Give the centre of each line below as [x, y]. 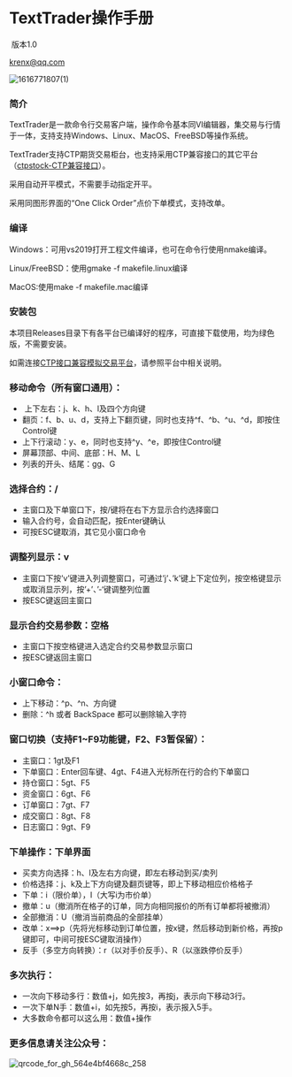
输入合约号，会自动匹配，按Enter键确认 [94, 521]
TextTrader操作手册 [81, 18]
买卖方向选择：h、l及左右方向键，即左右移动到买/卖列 [120, 873]
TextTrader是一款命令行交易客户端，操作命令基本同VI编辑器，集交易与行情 [145, 125]
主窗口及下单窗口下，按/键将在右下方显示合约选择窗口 [120, 510]
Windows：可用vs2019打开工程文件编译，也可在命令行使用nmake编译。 [140, 249]
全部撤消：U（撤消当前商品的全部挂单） [95, 917]
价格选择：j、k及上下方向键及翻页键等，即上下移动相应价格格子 [138, 883]
